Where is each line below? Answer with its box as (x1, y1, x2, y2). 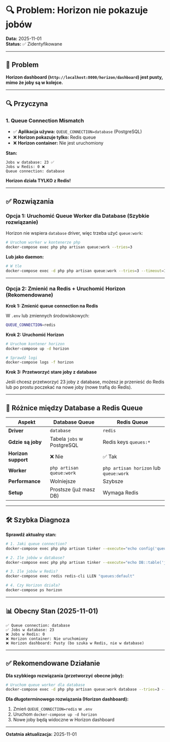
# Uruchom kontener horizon (6, 341, 65, 346)
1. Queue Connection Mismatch (6, 117, 84, 125)
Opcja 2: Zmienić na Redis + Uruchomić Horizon (6, 285, 126, 292)
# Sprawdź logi (6, 355, 38, 360)
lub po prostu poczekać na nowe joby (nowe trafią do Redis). (6, 384, 133, 390)
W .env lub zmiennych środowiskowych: (6, 312, 90, 318)
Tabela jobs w (50, 435, 83, 442)
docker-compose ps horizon (6, 588, 63, 593)
